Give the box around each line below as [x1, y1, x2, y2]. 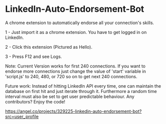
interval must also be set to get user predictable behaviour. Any [5, 93, 135, 99]
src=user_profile [5, 113, 39, 119]
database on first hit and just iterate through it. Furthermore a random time [5, 88, 157, 94]
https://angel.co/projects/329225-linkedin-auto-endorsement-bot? [5, 108, 142, 114]
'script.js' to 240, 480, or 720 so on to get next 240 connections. [5, 73, 138, 79]
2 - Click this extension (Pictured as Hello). [5, 44, 93, 50]
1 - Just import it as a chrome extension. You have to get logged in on [5, 29, 147, 35]
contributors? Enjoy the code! [5, 98, 65, 104]
